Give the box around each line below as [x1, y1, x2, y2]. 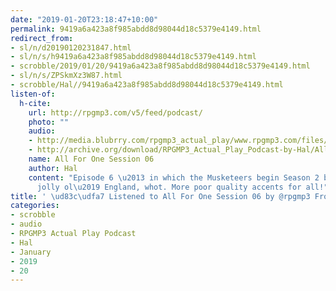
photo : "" [28, 117, 70, 127]
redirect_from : [10, 33, 74, 43]
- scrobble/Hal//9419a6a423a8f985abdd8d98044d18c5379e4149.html [10, 80, 284, 90]
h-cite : [19, 98, 52, 108]
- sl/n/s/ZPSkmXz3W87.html [10, 71, 123, 81]
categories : [10, 201, 60, 211]
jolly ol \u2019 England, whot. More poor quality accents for [36, 182, 302, 192]
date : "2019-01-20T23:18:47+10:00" [10, 14, 159, 25]
